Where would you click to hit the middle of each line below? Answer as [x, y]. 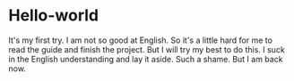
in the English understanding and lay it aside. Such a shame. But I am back [146, 59]
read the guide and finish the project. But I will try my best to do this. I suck [147, 49]
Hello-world [54, 16]
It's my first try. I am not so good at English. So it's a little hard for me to [140, 40]
